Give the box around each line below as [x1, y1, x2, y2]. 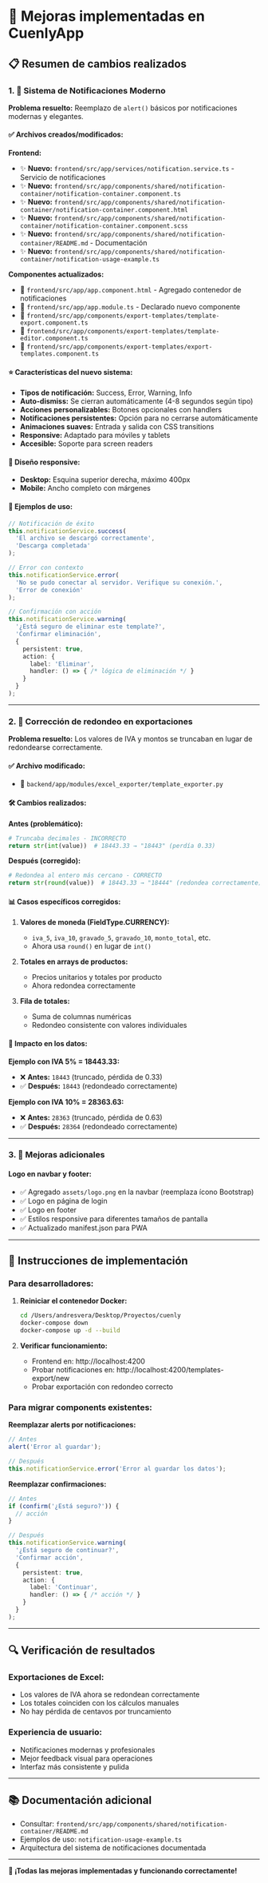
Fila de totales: [19, 997, 70, 1006]
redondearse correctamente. [8, 742, 103, 752]
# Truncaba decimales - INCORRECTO [8, 834, 127, 842]
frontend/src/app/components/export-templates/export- [26, 343, 213, 351]
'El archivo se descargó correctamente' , [15, 535, 156, 543]
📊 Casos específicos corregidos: [8, 897, 121, 906]
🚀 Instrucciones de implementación [8, 1254, 189, 1268]
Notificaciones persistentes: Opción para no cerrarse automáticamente [19, 413, 258, 423]
